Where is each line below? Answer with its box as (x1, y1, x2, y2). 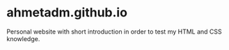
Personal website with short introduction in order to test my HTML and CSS (6, 27, 222, 36)
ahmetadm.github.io (6, 5, 128, 21)
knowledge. (6, 34, 40, 42)
